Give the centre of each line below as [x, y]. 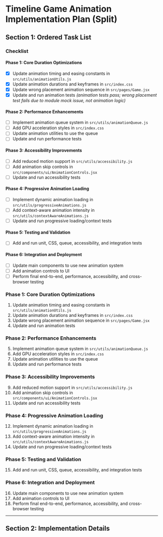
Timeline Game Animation [59, 9]
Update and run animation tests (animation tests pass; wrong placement [85, 95]
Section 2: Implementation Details [58, 528]
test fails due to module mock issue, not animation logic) [69, 100]
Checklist [17, 51]
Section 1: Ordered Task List [48, 37]
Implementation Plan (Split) [61, 19]
